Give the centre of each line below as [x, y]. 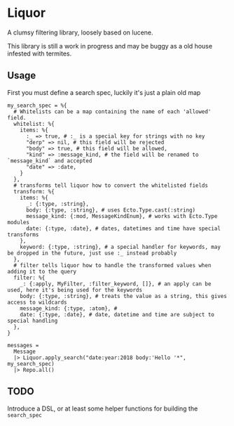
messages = [23, 345]
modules [19, 222]
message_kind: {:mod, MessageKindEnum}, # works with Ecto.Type [122, 216]
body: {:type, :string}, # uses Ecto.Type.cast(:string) [111, 210]
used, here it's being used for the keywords [75, 290]
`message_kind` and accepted [50, 161]
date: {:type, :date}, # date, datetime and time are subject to [117, 314]
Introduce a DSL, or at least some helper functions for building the [103, 408]
